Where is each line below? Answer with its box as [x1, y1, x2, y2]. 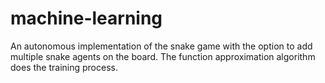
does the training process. [10, 61, 118, 73]
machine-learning [10, 7, 163, 30]
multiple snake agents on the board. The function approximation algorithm [10, 50, 316, 62]
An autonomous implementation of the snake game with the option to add [10, 40, 313, 52]
